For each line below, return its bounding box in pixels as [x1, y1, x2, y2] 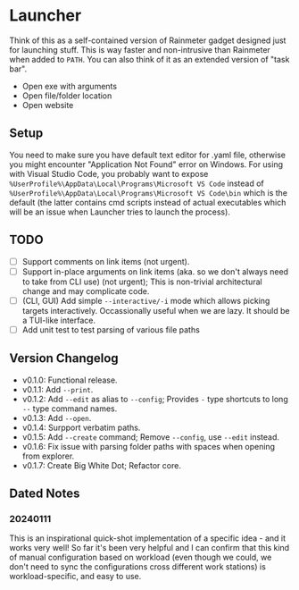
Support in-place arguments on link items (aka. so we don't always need [21, 265, 288, 277]
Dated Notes [9, 486, 80, 501]
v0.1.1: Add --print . [21, 383, 94, 394]
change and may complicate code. [21, 285, 150, 296]
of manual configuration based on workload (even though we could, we [9, 552, 272, 563]
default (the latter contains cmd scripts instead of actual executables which [9, 197, 287, 207]
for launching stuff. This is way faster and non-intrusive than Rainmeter [9, 44, 270, 55]
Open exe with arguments [21, 80, 118, 91]
